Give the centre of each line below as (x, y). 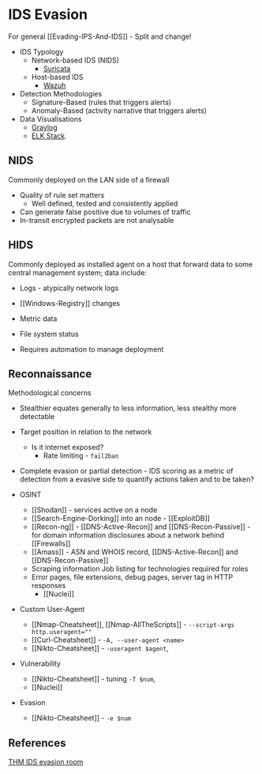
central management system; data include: (78, 272)
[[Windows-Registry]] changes (70, 303)
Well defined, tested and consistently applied (105, 203)
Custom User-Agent (52, 610)
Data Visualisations (51, 119)
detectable (37, 417)
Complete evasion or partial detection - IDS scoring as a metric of (126, 471)
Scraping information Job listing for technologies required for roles (140, 569)
